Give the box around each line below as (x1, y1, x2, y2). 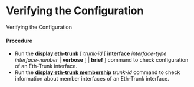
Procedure (6, 37, 32, 44)
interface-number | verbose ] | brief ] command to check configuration (14, 56, 189, 63)
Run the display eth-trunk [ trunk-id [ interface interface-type (14, 50, 167, 57)
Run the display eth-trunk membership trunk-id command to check (14, 69, 180, 76)
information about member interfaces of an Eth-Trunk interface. (14, 75, 169, 82)
